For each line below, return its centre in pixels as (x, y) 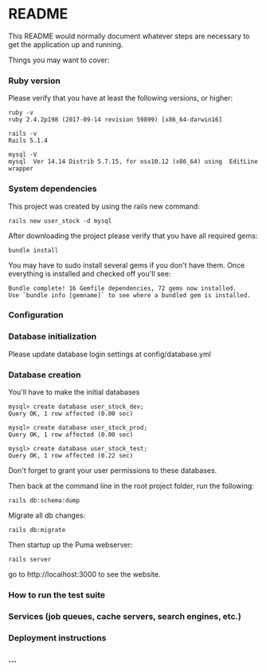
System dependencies (53, 189)
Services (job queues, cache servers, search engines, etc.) (125, 616)
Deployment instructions (57, 637)
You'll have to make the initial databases (74, 392)
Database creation (45, 375)
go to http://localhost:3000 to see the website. (84, 574)
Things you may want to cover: (59, 60)
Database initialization (53, 336)
